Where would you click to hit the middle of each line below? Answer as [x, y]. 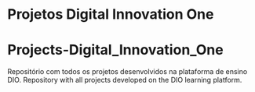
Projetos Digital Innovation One [111, 14]
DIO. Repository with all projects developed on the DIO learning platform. [125, 80]
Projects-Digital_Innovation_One [116, 50]
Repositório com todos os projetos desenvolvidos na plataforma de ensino [127, 72]
